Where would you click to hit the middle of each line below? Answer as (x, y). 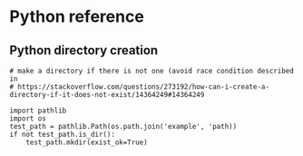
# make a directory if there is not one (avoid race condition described (152, 71)
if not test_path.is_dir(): (63, 134)
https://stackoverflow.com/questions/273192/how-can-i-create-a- (144, 87)
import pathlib (38, 111)
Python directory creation (84, 50)
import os (28, 119)
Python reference (77, 17)
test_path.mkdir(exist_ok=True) (87, 142)
